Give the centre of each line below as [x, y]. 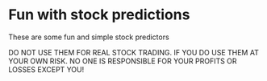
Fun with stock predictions [99, 15]
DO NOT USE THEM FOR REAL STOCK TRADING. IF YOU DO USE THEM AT [134, 52]
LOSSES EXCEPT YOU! [46, 69]
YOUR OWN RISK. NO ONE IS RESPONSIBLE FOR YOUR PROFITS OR [123, 61]
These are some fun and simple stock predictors [89, 37]
